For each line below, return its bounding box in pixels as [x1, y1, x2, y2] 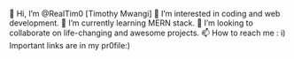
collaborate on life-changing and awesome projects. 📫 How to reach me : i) [9, 27, 286, 38]
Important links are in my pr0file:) [9, 41, 131, 50]
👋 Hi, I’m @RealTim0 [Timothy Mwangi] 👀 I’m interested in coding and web [9, 9, 281, 18]
